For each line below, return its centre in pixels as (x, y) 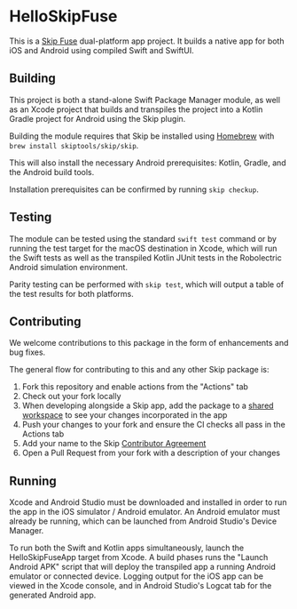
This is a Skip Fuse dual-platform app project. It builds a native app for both (147, 41)
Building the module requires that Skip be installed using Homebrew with (142, 136)
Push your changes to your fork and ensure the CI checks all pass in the (153, 425)
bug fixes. (27, 352)
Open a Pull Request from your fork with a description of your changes (151, 453)
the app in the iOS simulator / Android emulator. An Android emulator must (145, 512)
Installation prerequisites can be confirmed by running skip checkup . (134, 189)
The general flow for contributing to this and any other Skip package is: (139, 370)
